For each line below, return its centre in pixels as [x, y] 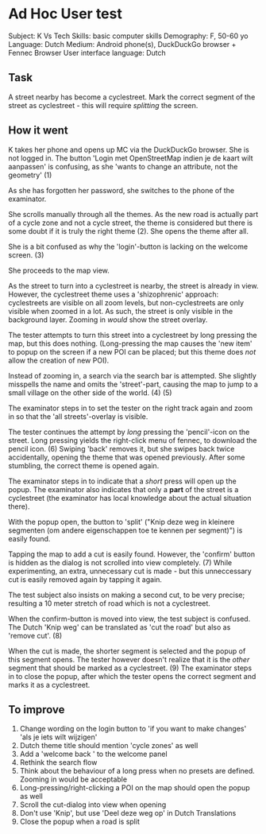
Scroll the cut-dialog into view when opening [93, 805]
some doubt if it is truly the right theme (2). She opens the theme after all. [128, 231]
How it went [39, 131]
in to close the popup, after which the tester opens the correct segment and [132, 676]
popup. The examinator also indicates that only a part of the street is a [123, 489]
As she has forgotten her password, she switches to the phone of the [121, 190]
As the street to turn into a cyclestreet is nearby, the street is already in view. [133, 285]
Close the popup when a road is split [80, 822]
